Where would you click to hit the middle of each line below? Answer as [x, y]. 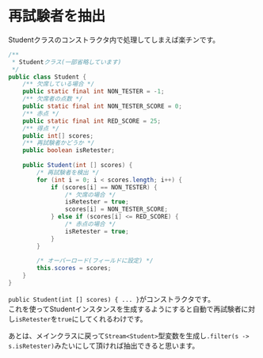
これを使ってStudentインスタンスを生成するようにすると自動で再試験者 [125, 309]
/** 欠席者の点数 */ [53, 99]
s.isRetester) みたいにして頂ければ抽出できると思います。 [104, 345]
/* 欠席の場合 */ [90, 195]
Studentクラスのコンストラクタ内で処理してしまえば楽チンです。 [114, 40]
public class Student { [48, 77]
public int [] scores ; [58, 135]
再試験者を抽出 [57, 16]
